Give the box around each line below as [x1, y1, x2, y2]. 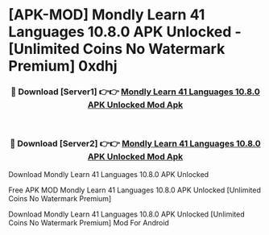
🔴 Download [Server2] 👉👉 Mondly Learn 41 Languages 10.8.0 [9, 138, 262, 150]
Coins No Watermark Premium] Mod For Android [8, 217, 169, 227]
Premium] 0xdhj [8, 57, 118, 76]
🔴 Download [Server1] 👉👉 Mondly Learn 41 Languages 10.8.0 [10, 86, 260, 97]
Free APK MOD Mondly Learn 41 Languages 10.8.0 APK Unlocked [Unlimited [8, 185, 262, 195]
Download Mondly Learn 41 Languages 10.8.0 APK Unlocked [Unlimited [8, 209, 245, 219]
